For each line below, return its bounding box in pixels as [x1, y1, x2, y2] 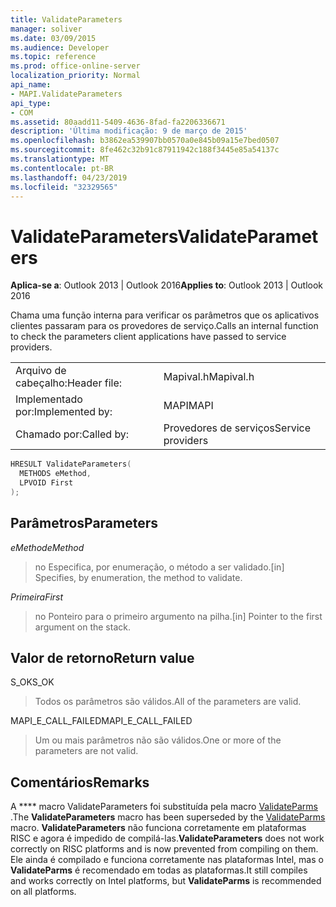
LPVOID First [19, 478, 74, 488]
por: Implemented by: [15, 405, 113, 419]
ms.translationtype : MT [10, 154, 110, 164]
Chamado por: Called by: [15, 427, 130, 441]
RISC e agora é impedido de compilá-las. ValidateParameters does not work [10, 832, 325, 845]
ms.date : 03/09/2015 [10, 33, 97, 43]
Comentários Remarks [10, 774, 150, 791]
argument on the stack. [34, 621, 131, 633]
